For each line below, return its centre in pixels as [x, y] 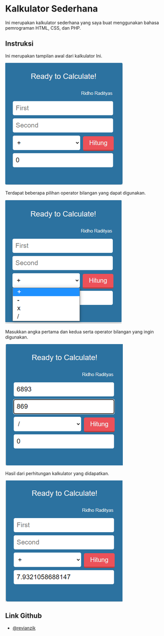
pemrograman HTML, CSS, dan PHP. [43, 28]
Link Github [24, 616]
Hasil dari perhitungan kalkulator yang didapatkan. [57, 473]
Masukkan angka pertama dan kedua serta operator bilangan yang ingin [79, 332]
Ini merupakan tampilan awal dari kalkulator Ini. [54, 56]
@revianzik [24, 628]
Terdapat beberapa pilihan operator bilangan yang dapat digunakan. [76, 193]
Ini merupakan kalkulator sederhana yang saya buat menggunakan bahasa [82, 23]
